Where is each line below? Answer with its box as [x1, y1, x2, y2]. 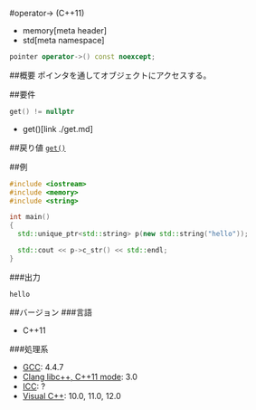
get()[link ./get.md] [22, 123, 93, 134]
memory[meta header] [22, 25, 107, 35]
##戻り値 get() [9, 142, 66, 153]
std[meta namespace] [22, 35, 105, 45]
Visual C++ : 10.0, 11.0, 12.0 [22, 390, 121, 401]
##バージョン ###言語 [9, 307, 92, 318]
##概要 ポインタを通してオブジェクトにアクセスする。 [9, 70, 212, 81]
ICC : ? [22, 380, 46, 392]
